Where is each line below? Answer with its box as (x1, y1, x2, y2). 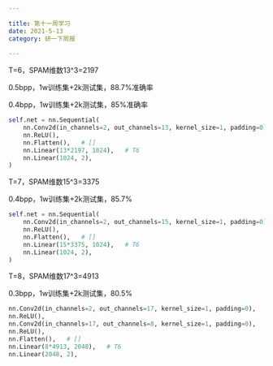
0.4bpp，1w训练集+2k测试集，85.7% (8, 194, 132, 204)
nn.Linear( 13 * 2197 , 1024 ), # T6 (23, 146, 140, 154)
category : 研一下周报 (8, 34, 76, 43)
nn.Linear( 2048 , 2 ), (8, 350, 79, 358)
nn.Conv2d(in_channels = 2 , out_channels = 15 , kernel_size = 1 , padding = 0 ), (23, 218, 271, 226)
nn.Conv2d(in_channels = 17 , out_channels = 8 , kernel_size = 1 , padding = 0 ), (8, 320, 256, 329)
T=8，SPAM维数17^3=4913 (8, 271, 99, 281)
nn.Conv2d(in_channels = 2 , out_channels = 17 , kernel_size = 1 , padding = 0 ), (8, 305, 256, 313)
